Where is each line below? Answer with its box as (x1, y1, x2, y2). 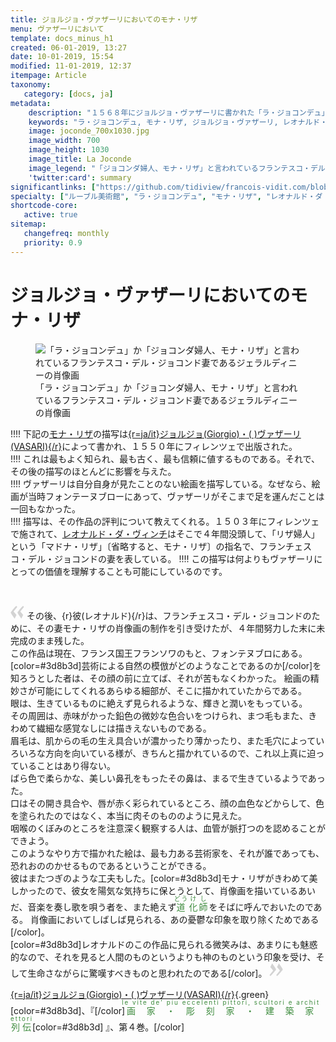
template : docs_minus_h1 (10, 33, 114, 43)
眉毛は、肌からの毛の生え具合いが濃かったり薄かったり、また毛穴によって (10, 734, 317, 746)
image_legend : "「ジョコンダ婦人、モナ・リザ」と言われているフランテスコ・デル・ (28, 163, 333, 173)
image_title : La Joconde (28, 154, 132, 164)
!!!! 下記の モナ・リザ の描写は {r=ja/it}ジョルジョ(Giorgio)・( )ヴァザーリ (10, 427, 302, 440)
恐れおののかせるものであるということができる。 (10, 859, 212, 871)
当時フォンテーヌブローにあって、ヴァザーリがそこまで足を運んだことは (27, 490, 325, 502)
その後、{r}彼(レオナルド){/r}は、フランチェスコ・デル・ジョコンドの (26, 609, 312, 621)
